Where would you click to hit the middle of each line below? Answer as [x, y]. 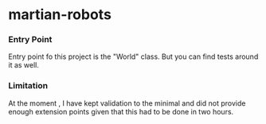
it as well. [24, 65]
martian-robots [60, 15]
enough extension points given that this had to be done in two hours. [121, 111]
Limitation [28, 86]
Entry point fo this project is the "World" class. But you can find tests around [133, 56]
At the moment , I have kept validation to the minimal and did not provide [127, 103]
